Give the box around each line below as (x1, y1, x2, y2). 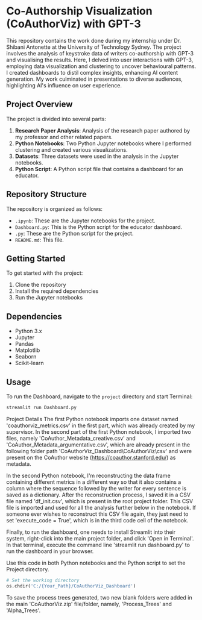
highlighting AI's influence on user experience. (6, 81, 122, 89)
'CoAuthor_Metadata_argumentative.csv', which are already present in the (6, 441, 191, 448)
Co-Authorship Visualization (6, 4, 153, 18)
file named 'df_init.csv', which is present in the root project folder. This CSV (6, 497, 194, 504)
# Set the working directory (6, 577, 80, 583)
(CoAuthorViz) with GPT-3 (6, 17, 142, 31)
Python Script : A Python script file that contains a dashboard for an (14, 165, 183, 172)
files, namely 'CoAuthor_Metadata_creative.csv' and (6, 434, 136, 442)
